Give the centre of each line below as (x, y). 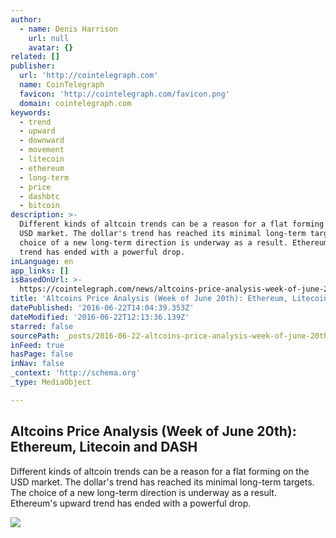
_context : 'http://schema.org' (75, 373)
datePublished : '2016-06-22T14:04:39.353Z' (102, 308)
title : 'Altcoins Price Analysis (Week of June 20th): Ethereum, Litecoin (169, 299)
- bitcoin (39, 206)
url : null (49, 38)
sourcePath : (35, 336)
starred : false (42, 326)
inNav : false (37, 364)
